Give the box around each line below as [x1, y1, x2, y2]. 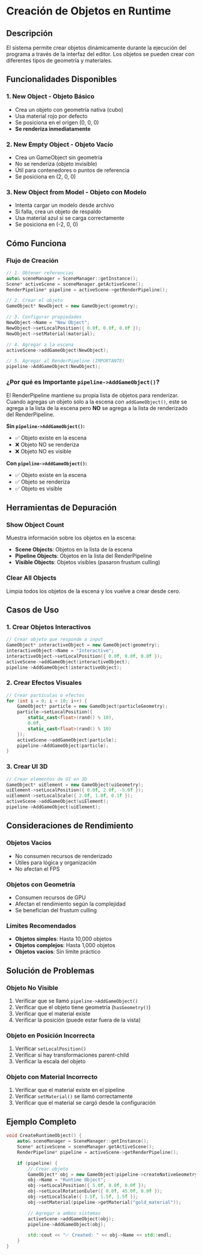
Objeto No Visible [6, 983, 58, 992]
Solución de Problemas [6, 965, 95, 975]
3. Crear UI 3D [6, 763, 48, 771]
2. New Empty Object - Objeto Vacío [6, 140, 113, 149]
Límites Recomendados [6, 921, 76, 930]
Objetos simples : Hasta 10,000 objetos [14, 935, 112, 942]
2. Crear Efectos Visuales [6, 678, 82, 687]
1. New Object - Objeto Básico [6, 92, 95, 100]
